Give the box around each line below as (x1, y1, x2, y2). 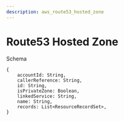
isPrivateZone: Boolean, (17, 88, 80, 94)
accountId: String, (17, 72, 67, 78)
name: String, (17, 98, 53, 105)
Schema (6, 55, 27, 62)
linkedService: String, (17, 93, 77, 99)
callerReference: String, (17, 77, 83, 83)
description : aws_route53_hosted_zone (6, 8, 104, 15)
